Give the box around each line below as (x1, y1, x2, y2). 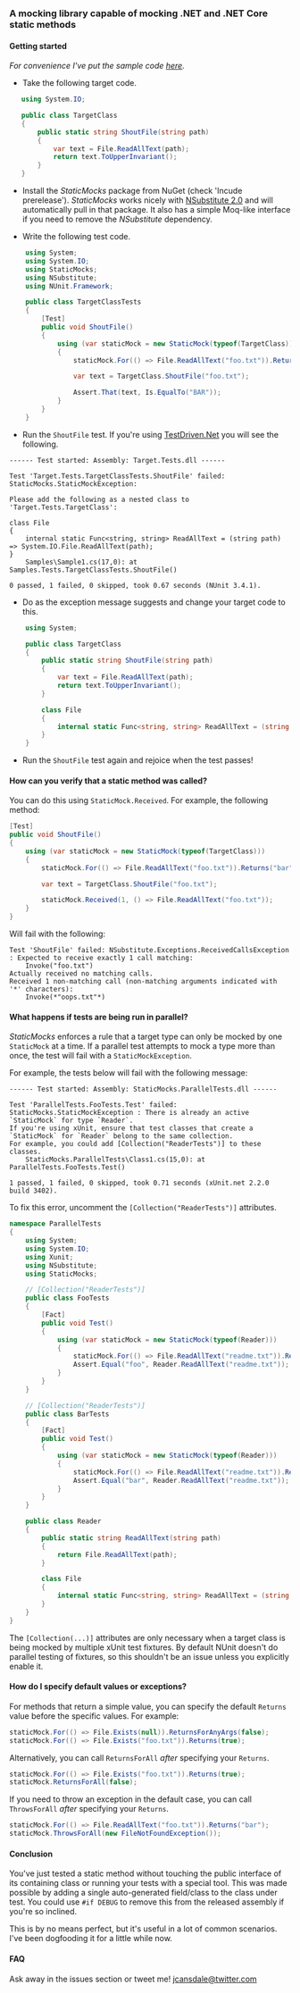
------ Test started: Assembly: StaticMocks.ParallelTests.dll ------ (9, 1084, 278, 1094)
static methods (9, 18, 77, 30)
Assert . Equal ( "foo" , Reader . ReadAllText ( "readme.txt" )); (72, 1361, 290, 1369)
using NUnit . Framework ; (25, 281, 114, 290)
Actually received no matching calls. (9, 969, 154, 978)
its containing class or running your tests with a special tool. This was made (9, 1878, 287, 1888)
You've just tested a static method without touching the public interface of (9, 1868, 282, 1879)
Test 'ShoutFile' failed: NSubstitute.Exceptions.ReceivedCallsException (9, 946, 290, 955)
